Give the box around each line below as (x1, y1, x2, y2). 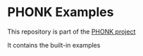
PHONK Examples (7, 4, 114, 20)
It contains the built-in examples (7, 41, 101, 49)
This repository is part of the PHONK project (7, 27, 136, 36)
